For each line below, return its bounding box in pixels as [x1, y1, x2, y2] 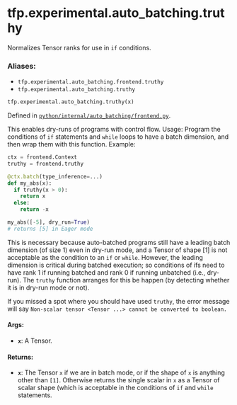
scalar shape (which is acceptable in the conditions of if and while [17, 384, 214, 392]
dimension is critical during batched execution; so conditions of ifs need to [7, 261, 225, 269]
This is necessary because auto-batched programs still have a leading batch [7, 238, 231, 246]
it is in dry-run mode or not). [7, 283, 90, 292]
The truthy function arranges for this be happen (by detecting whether [22, 275, 230, 284]
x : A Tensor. [17, 336, 53, 345]
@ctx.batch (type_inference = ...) [7, 173, 103, 180]
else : [13, 200, 30, 207]
